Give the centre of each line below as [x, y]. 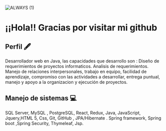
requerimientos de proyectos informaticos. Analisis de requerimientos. [77, 66]
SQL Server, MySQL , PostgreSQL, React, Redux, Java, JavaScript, [73, 113]
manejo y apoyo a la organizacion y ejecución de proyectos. [66, 82]
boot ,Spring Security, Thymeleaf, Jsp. [44, 123]
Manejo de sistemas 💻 [41, 98]
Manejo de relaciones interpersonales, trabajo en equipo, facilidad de [76, 71]
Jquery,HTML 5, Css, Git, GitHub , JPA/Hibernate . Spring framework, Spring [83, 118]
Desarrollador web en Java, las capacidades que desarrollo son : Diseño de [82, 61]
